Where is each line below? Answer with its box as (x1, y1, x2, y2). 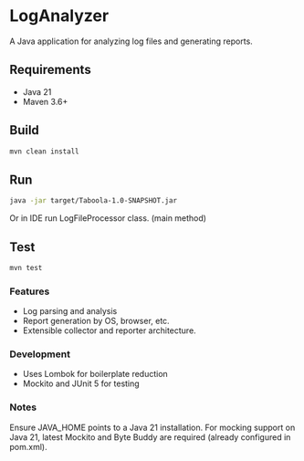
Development (9, 348, 71, 361)
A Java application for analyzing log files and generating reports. (9, 36, 253, 47)
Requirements (9, 62, 91, 78)
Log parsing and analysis (22, 306, 118, 317)
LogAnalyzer (9, 5, 110, 26)
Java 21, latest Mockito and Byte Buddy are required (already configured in (9, 431, 291, 443)
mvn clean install (9, 147, 79, 156)
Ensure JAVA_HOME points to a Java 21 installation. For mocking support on (9, 422, 296, 433)
